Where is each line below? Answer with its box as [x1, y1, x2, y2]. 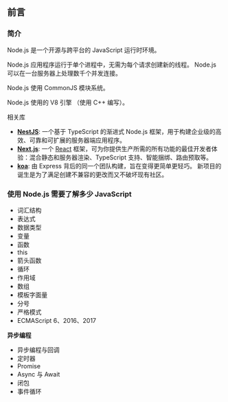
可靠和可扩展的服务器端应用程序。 [29, 136, 126, 144]
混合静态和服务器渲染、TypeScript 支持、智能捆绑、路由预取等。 [29, 153, 213, 161]
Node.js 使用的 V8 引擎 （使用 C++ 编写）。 [7, 98, 129, 107]
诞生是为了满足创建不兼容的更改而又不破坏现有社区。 [16, 170, 168, 179]
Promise [16, 361, 41, 370]
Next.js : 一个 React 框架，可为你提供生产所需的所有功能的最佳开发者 [16, 144, 212, 153]
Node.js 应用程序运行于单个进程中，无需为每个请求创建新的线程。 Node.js [7, 60, 216, 69]
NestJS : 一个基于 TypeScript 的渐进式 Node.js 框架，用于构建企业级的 [16, 127, 216, 135]
